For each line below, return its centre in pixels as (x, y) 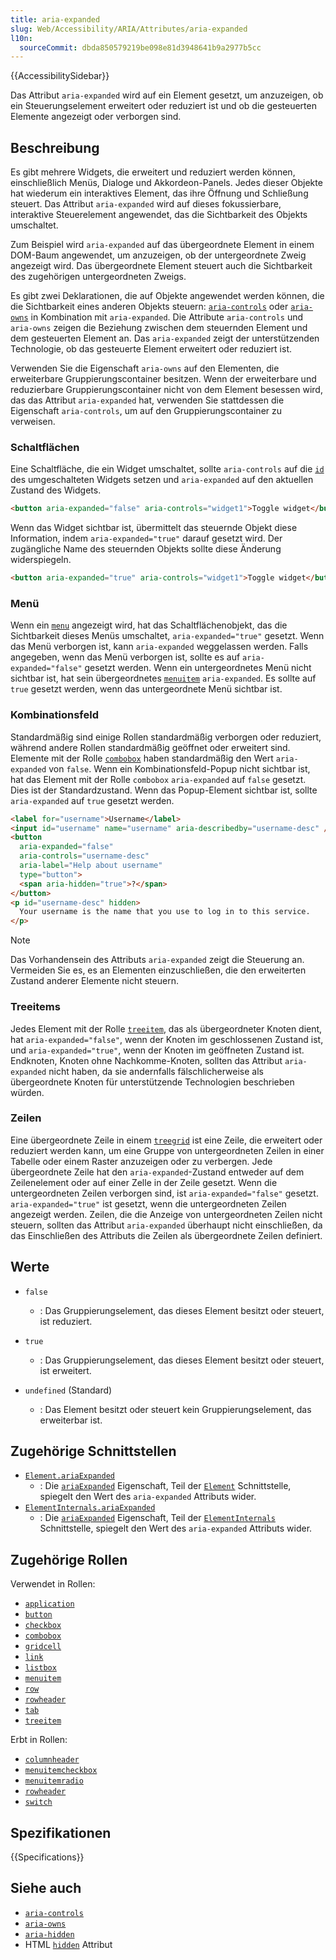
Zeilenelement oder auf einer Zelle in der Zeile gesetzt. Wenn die (144, 1182)
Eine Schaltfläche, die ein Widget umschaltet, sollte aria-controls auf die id (167, 469)
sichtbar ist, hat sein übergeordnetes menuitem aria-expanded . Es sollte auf (163, 678)
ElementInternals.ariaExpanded (90, 1508)
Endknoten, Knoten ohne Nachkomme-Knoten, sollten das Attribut (146, 1060)
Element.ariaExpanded (69, 1476)
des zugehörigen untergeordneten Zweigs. (98, 277)
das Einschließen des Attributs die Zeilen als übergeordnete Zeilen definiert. (166, 1235)
